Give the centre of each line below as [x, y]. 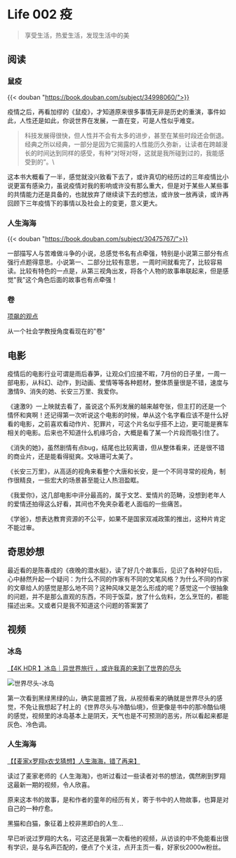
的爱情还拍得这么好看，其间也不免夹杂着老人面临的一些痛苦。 [97, 504]
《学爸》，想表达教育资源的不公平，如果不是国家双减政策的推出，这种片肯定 [117, 519]
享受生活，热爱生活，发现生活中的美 [77, 35]
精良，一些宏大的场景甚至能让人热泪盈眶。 [81, 480]
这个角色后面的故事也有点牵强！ [72, 279]
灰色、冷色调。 [29, 724]
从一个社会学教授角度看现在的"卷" [57, 331]
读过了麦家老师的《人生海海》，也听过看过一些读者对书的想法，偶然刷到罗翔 [117, 776]
